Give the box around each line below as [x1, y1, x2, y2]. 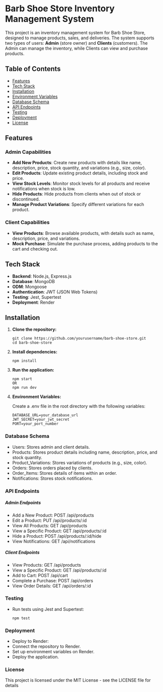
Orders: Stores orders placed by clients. [12, 465, 93, 471]
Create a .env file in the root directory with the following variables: [12, 404, 146, 409]
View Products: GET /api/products [12, 562, 81, 568]
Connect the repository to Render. [12, 643, 81, 649]
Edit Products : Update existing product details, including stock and [12, 170, 148, 176]
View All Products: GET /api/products [12, 522, 87, 528]
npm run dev [12, 385, 37, 390]
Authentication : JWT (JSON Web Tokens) [12, 288, 98, 295]
